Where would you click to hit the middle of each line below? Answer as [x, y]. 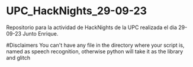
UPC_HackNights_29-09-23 [76, 11]
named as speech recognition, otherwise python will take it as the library [95, 51]
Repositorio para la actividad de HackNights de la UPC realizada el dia [92, 27]
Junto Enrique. [41, 33]
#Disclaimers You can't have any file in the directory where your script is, [95, 45]
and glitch [18, 58]
